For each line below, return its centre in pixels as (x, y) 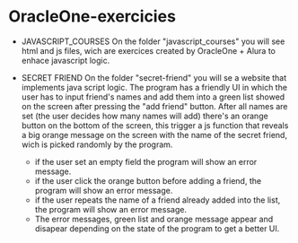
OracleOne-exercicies (92, 17)
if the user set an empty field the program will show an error (146, 161)
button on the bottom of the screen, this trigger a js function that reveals (155, 125)
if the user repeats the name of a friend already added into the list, (158, 200)
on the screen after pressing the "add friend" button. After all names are (154, 106)
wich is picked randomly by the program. (97, 144)
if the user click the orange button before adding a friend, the (148, 180)
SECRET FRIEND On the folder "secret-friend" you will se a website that (154, 77)
